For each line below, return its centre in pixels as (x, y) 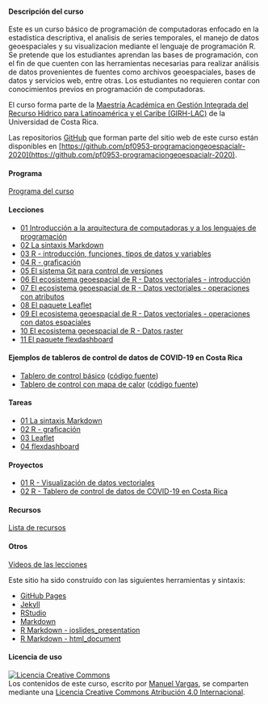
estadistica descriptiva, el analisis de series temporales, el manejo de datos (134, 38)
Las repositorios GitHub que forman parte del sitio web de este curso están (133, 138)
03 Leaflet (37, 438)
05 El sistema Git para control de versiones (92, 270)
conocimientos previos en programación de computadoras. (107, 90)
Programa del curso (41, 191)
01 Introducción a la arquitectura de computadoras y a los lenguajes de (138, 228)
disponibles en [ (35, 146)
